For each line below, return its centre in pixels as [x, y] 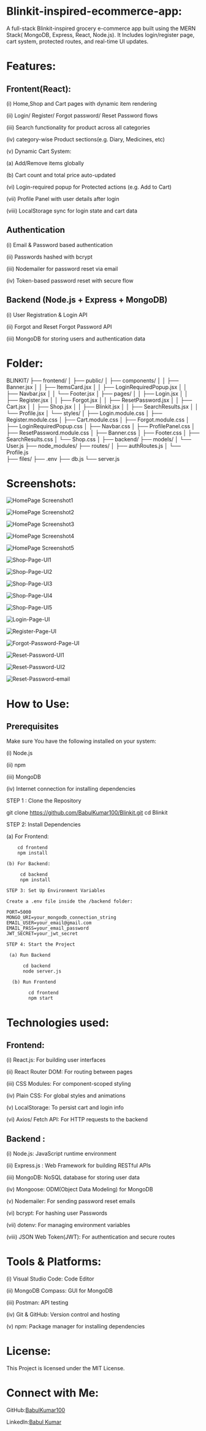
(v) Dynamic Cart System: [39, 151]
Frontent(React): [39, 89]
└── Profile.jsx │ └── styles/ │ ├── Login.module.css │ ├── [84, 413]
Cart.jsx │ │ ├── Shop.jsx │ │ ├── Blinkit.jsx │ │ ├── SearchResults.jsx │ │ [102, 406]
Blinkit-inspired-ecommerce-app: [94, 11]
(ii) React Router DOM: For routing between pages [70, 1072]
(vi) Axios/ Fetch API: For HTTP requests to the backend [77, 1119]
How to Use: [38, 704]
